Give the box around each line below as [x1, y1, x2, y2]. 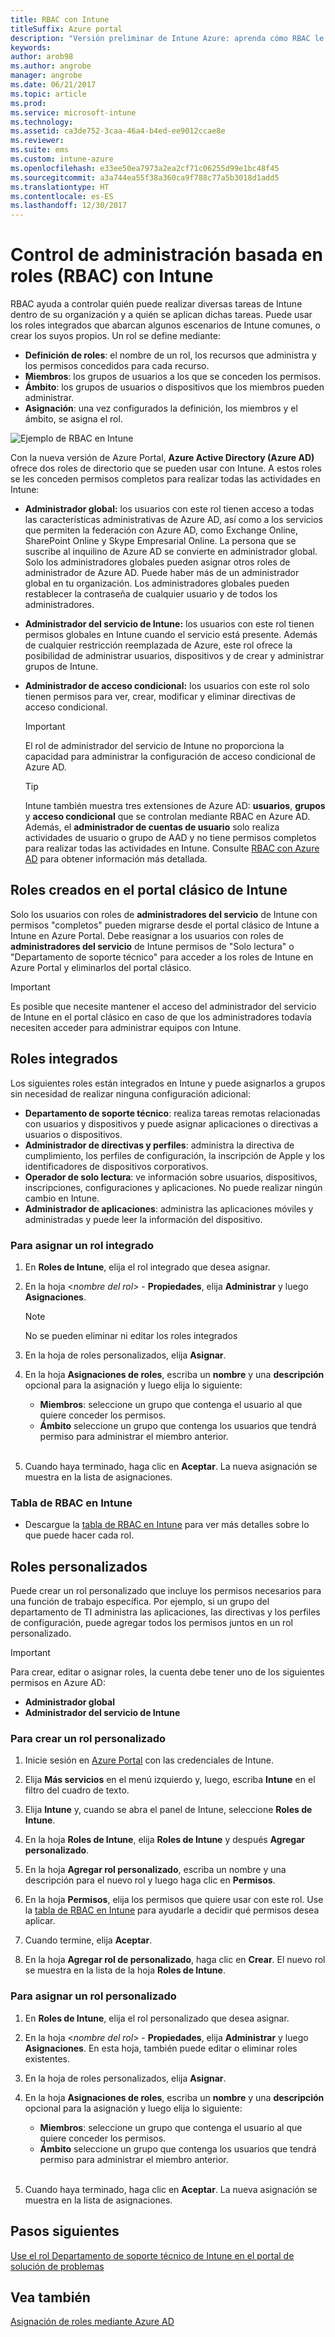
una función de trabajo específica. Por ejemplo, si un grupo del [10, 1596, 270, 1608]
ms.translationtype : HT [10, 182, 110, 192]
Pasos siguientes [10, 2223, 120, 2240]
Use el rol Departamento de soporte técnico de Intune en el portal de [10, 2249, 295, 2261]
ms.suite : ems [10, 145, 70, 155]
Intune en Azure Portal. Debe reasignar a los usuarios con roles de [10, 929, 284, 941]
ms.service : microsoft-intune [10, 107, 137, 118]
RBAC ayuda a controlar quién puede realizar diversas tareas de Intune [10, 298, 303, 310]
